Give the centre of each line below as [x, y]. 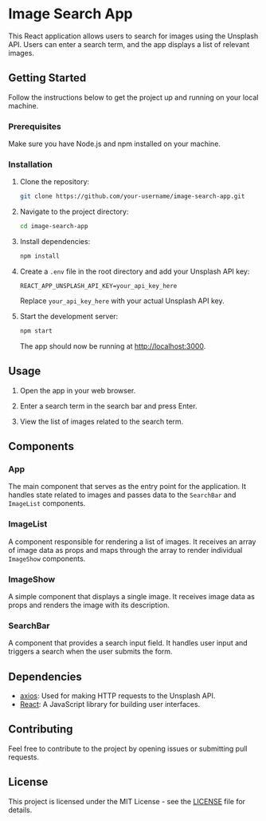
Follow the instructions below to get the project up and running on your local [133, 97]
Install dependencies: [55, 242]
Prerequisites [35, 126]
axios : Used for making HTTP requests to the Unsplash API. [117, 696]
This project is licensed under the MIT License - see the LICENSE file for [127, 801]
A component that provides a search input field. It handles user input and [128, 643]
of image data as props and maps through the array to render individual [125, 550]
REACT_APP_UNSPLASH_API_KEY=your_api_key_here [98, 286]
